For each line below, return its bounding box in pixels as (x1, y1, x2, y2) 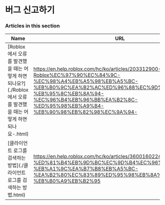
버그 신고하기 (5, 4, 55, 16)
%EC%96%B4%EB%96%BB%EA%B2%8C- (33, 97, 138, 103)
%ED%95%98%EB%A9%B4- (33, 102, 104, 109)
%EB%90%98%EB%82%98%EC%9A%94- (33, 109, 137, 116)
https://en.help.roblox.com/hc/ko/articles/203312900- (33, 66, 162, 72)
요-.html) (7, 131, 29, 137)
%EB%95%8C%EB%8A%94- (33, 90, 105, 97)
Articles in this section (5, 23, 60, 30)
